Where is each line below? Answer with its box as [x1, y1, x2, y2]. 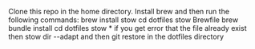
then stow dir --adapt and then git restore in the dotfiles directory [8, 32, 225, 41]
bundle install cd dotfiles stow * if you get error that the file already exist [8, 24, 247, 32]
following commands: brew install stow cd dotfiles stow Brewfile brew [8, 15, 239, 24]
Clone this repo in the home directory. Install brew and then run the [8, 7, 230, 16]
